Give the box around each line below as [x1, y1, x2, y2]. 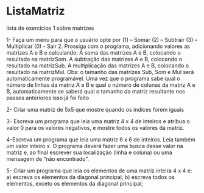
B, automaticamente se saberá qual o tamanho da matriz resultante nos [6, 87, 186, 95]
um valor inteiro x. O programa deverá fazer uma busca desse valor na [6, 142, 184, 149]
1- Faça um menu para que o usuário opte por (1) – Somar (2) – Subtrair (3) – [6, 36, 198, 43]
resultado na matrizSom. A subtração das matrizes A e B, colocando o [6, 55, 183, 63]
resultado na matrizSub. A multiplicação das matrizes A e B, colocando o [6, 62, 189, 69]
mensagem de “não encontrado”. [6, 155, 90, 162]
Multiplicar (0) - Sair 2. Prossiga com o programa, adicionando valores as [6, 42, 191, 50]
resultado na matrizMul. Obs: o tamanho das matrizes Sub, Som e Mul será [6, 68, 194, 75]
